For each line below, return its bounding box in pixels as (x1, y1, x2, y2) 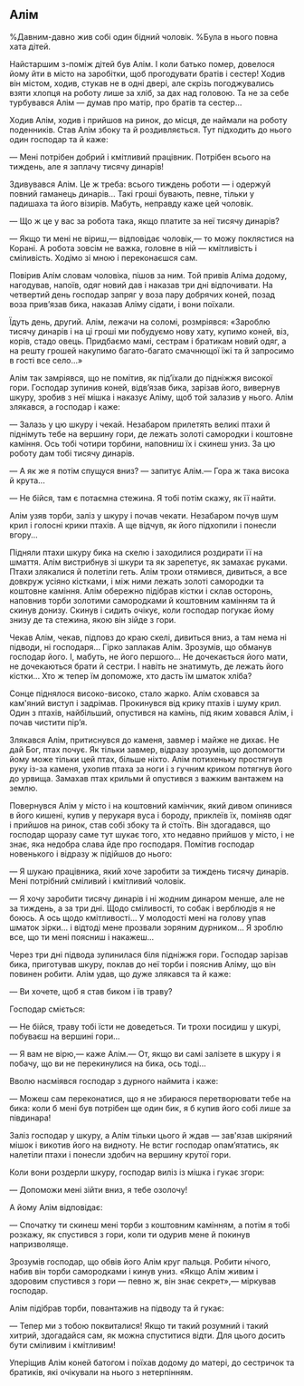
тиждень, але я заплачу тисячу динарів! (9, 160, 165, 171)
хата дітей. (9, 41, 52, 52)
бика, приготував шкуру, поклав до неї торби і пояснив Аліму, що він (9, 958, 276, 969)
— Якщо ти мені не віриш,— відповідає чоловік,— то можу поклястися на (9, 233, 295, 244)
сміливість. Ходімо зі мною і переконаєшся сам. (9, 252, 198, 263)
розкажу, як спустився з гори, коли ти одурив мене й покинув (9, 1228, 251, 1240)
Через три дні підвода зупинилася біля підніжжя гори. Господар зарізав (9, 949, 289, 960)
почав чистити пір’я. (9, 716, 88, 728)
